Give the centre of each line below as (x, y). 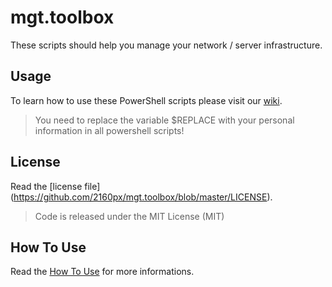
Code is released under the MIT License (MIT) (129, 216)
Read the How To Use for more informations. (102, 272)
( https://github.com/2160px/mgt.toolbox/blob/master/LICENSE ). (141, 197)
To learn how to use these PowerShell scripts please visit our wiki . (146, 100)
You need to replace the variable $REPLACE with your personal (164, 120)
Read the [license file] (55, 186)
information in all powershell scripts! (109, 130)
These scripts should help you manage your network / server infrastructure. (166, 45)
